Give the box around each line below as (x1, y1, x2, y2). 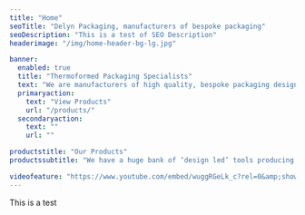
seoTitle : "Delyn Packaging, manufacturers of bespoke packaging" (9, 22, 266, 31)
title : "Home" (9, 13, 64, 23)
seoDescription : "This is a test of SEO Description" (9, 30, 218, 39)
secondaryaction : (17, 114, 84, 123)
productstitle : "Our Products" (9, 147, 128, 157)
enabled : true (17, 64, 71, 73)
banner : (9, 55, 39, 64)
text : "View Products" (25, 97, 112, 106)
